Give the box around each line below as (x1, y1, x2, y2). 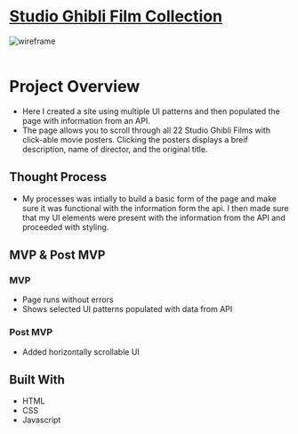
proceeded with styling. (21, 221, 109, 233)
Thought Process (9, 169, 107, 184)
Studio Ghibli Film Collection (9, 6, 223, 27)
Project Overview (9, 77, 141, 97)
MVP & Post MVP (9, 248, 106, 263)
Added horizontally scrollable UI (21, 346, 140, 357)
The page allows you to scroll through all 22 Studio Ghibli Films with (21, 125, 271, 135)
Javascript (21, 414, 61, 425)
